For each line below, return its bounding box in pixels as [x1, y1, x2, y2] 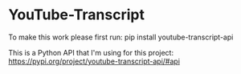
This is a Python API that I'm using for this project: [8, 47, 174, 57]
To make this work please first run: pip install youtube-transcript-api [8, 32, 234, 42]
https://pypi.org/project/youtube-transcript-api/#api [8, 56, 181, 66]
